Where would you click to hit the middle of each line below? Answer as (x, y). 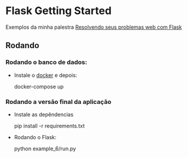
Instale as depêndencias (44, 114)
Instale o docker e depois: (45, 75)
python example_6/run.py (45, 149)
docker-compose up (39, 86)
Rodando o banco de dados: (47, 62)
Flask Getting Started (59, 11)
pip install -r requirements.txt (49, 126)
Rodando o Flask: (35, 137)
